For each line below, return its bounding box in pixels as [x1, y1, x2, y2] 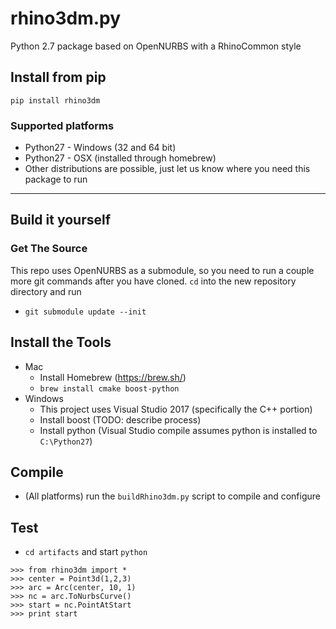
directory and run [10, 285, 82, 297]
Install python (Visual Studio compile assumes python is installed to [39, 424, 318, 436]
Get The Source [10, 242, 88, 256]
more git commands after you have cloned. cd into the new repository [10, 275, 297, 287]
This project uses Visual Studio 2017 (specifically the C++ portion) [39, 403, 313, 415]
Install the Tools [10, 334, 112, 351]
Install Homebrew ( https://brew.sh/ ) [39, 371, 187, 383]
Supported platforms [10, 118, 115, 132]
